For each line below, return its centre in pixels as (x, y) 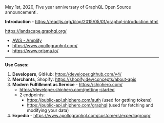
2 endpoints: (32, 95)
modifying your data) (48, 110)
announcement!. (21, 12)
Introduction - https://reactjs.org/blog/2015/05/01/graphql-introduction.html (82, 22)
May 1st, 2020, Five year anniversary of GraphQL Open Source (68, 7)
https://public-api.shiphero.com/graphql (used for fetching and (90, 105)
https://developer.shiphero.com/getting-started (67, 90)
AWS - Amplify (27, 40)
